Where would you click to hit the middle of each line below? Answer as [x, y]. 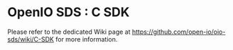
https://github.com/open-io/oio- [179, 32]
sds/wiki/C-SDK [31, 39]
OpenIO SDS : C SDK [69, 12]
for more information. [87, 39]
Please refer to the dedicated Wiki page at [69, 32]
